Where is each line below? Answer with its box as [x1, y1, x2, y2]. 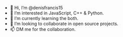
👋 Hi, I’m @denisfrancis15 [10, 5, 63, 10]
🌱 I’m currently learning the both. [10, 15, 79, 21]
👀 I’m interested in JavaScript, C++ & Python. [10, 10, 104, 16]
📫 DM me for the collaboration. [10, 26, 76, 32]
